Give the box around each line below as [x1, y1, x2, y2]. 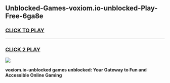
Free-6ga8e [5, 12, 44, 21]
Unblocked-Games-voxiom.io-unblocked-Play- [5, 4, 158, 13]
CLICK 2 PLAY [5, 46, 40, 53]
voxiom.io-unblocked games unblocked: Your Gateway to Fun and [5, 66, 147, 72]
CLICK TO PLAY [5, 27, 45, 34]
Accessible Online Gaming [5, 72, 62, 78]
